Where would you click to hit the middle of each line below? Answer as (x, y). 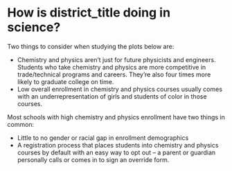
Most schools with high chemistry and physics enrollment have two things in (116, 117)
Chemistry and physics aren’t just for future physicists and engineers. (116, 59)
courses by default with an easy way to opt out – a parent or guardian (116, 152)
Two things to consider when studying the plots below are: (91, 46)
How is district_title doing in (89, 13)
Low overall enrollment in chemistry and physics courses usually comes (120, 89)
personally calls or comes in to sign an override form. (93, 159)
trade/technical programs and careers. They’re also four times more (114, 74)
